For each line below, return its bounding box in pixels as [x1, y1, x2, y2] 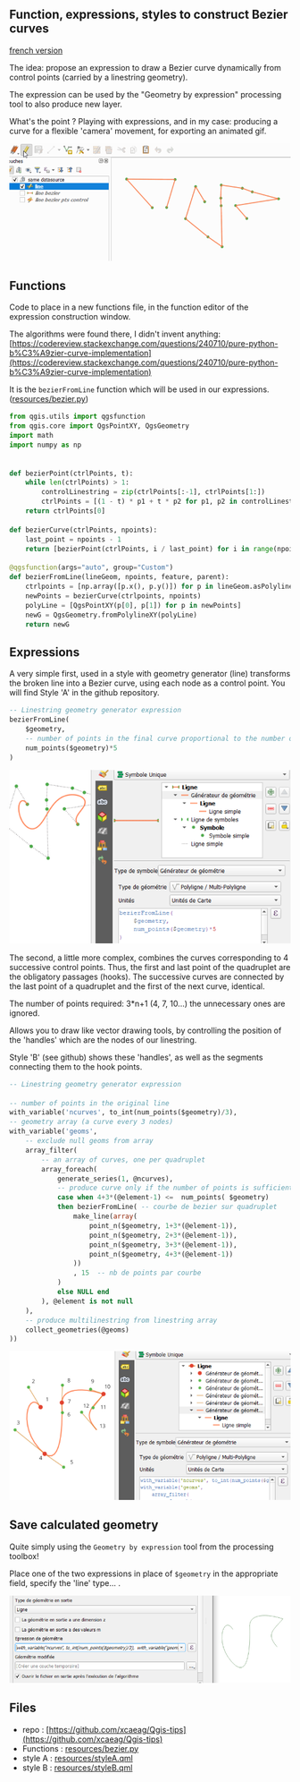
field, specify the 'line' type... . [9, 1577, 121, 1588]
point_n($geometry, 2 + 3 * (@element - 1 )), [88, 1231, 238, 1240]
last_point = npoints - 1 [25, 534, 122, 544]
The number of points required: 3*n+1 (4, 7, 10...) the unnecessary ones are [9, 998, 286, 1009]
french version [9, 45, 63, 55]
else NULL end [56, 1288, 110, 1297]
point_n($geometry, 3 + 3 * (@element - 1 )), [88, 1240, 238, 1249]
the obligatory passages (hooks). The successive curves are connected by [9, 971, 285, 982]
